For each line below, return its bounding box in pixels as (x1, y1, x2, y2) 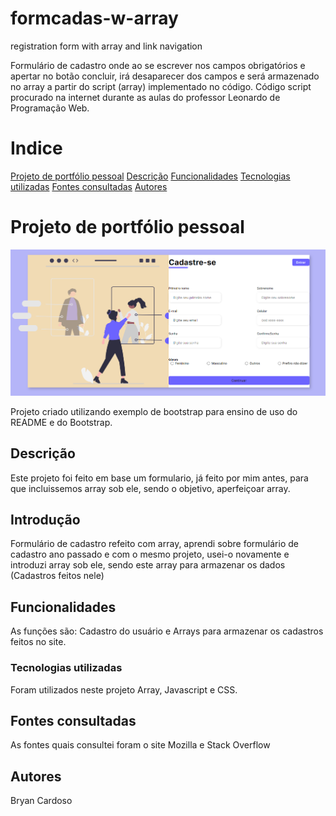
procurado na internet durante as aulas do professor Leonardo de (10, 91, 281, 103)
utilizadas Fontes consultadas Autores (10, 180, 168, 192)
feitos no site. (10, 636, 67, 648)
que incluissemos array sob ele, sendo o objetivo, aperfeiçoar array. (10, 482, 291, 494)
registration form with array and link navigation (10, 40, 203, 52)
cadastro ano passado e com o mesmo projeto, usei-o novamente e (10, 548, 290, 561)
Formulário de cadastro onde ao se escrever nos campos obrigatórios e (10, 59, 306, 71)
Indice (10, 137, 63, 160)
